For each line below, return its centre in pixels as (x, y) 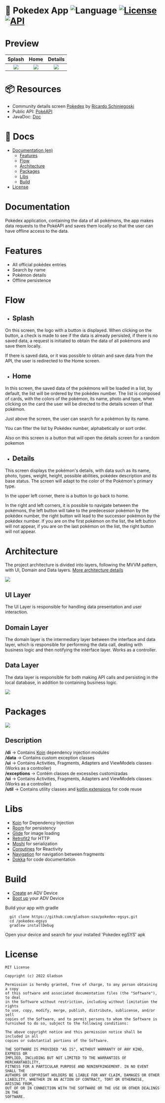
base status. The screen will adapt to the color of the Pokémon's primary (79, 481)
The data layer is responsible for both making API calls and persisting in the (82, 677)
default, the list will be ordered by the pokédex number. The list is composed (83, 393)
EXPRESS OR (16, 1054)
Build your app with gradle (32, 908)
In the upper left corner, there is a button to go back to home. (67, 496)
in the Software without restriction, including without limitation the (81, 1002)
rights (12, 1006)
